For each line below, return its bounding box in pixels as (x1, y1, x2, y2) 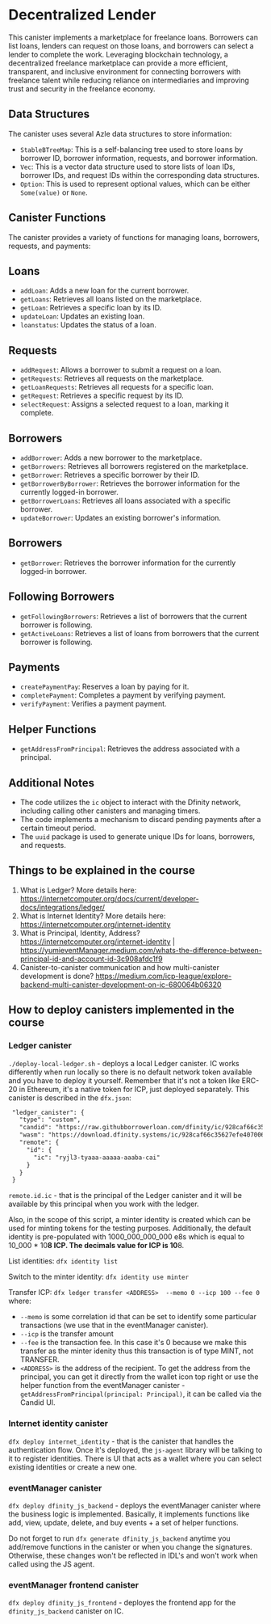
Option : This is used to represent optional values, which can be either (19, 179, 251, 188)
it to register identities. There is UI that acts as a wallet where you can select (8, 1453, 262, 1463)
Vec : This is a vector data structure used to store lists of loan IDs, (19, 162, 236, 171)
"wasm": (19, 1131, 45, 1139)
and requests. (19, 841, 66, 850)
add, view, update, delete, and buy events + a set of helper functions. (8, 1517, 240, 1527)
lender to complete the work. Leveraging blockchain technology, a (8, 49, 228, 59)
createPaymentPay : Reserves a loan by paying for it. (19, 681, 190, 692)
